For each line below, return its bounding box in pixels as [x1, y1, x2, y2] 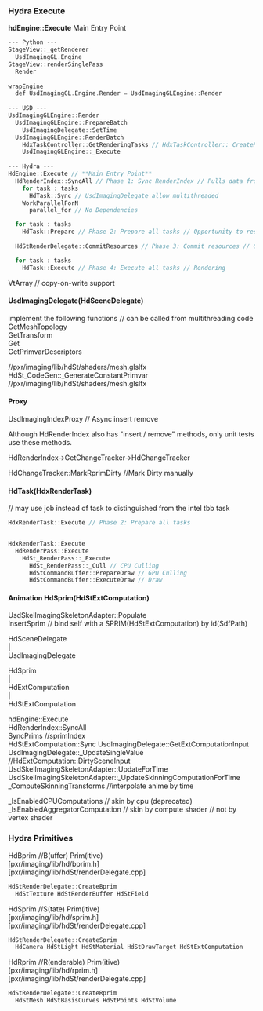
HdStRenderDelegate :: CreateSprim [8, 936, 117, 943]
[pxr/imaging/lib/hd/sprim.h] [8, 912, 99, 922]
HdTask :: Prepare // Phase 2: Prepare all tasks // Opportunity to [22, 228, 243, 236]
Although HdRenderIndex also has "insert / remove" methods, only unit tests [8, 429, 254, 439]
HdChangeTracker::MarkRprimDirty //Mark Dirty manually [8, 468, 194, 477]
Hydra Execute [8, 5, 66, 16]
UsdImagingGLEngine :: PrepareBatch [15, 119, 128, 126]
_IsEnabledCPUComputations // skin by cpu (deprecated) [8, 797, 193, 806]
